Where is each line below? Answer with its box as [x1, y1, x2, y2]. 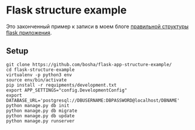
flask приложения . [6, 29, 52, 36]
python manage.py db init [6, 102, 69, 108]
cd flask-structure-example [6, 67, 75, 73]
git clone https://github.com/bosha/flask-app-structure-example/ [6, 61, 172, 67]
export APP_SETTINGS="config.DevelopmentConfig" [6, 87, 127, 93]
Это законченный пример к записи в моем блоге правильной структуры [6, 23, 189, 30]
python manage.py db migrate [6, 108, 78, 114]
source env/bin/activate [6, 77, 67, 83]
